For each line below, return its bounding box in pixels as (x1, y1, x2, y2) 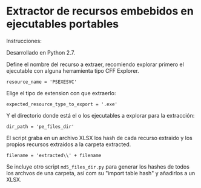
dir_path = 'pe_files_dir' (6, 123, 74, 130)
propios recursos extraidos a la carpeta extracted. (6, 141, 131, 148)
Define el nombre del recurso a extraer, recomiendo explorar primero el (6, 61, 185, 68)
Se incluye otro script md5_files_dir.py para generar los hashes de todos (6, 163, 189, 170)
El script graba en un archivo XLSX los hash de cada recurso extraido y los (6, 134, 193, 141)
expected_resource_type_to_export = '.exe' (6, 101, 118, 107)
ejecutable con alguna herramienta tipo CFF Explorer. (6, 67, 139, 74)
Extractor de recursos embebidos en (6, 4, 194, 18)
